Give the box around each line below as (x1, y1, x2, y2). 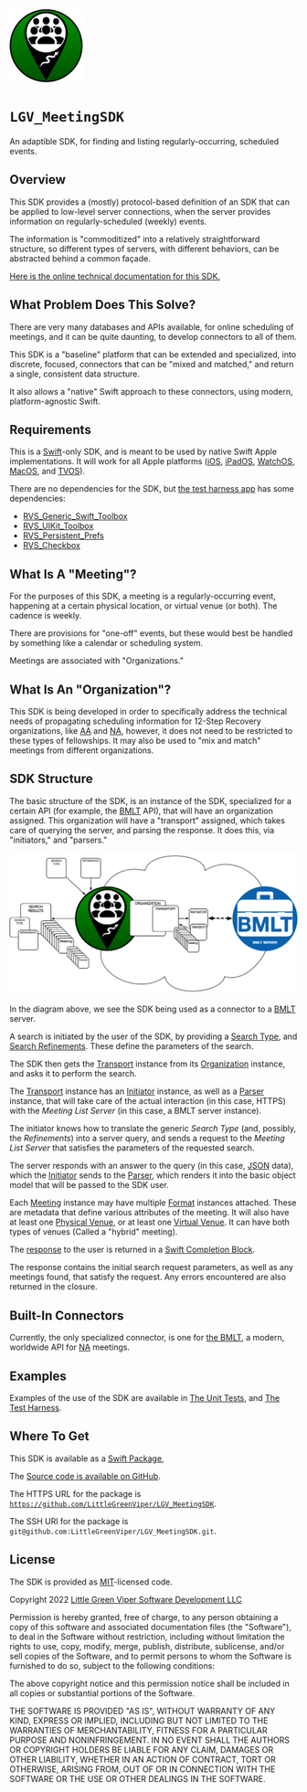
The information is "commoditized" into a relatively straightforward (9, 233, 260, 244)
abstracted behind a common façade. (9, 252, 151, 264)
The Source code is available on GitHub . (9, 1470, 162, 1481)
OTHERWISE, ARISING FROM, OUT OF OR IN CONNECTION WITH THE (9, 1764, 276, 1775)
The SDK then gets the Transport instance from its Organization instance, (9, 1058, 286, 1069)
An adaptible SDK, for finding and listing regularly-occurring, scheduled (9, 135, 280, 146)
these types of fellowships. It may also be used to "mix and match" (9, 736, 261, 746)
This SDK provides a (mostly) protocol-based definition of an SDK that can (9, 196, 291, 207)
